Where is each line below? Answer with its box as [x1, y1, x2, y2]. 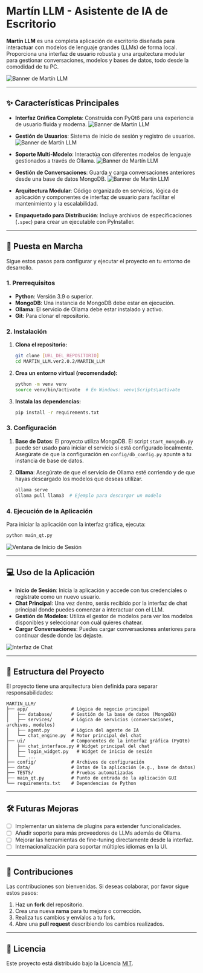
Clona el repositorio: [14, 341, 68, 348]
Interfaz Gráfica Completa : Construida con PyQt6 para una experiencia [14, 114, 195, 121]
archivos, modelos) [6, 722, 56, 729]
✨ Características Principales [6, 98, 120, 109]
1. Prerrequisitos [6, 279, 56, 288]
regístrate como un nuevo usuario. [14, 593, 101, 600]
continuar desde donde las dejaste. [14, 631, 103, 639]
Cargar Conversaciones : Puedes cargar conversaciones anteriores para [14, 625, 196, 632]
